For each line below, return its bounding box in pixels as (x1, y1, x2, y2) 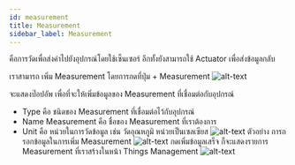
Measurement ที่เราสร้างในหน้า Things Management (21, 146, 199, 157)
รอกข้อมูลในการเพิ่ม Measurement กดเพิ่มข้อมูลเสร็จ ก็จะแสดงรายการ (21, 136, 269, 146)
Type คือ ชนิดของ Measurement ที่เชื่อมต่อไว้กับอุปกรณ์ (21, 107, 195, 117)
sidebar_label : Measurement (9, 29, 113, 38)
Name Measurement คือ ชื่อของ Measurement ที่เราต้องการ (21, 116, 217, 127)
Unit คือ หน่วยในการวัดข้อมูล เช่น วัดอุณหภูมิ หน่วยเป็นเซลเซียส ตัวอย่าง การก (21, 126, 287, 137)
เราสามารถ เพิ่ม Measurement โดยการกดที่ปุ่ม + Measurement (9, 71, 210, 82)
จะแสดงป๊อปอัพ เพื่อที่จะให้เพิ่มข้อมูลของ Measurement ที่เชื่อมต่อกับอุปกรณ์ (9, 89, 235, 100)
